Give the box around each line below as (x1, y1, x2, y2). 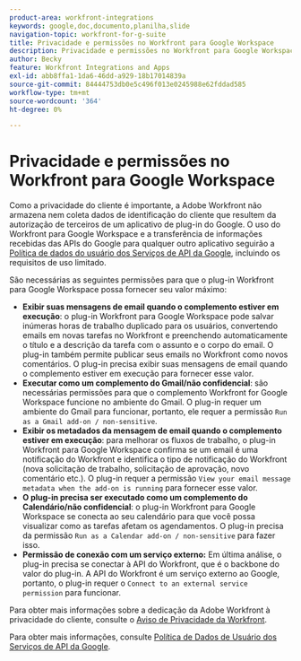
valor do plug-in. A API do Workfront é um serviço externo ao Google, (21, 569, 280, 579)
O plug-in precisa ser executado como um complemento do (21, 492, 248, 503)
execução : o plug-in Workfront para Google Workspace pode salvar (21, 311, 275, 322)
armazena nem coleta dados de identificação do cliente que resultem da (9, 210, 277, 221)
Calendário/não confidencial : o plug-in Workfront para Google (21, 501, 256, 512)
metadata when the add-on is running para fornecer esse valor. (21, 483, 258, 493)
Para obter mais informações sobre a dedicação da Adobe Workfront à (9, 604, 271, 615)
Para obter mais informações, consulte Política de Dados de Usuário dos (9, 631, 278, 642)
